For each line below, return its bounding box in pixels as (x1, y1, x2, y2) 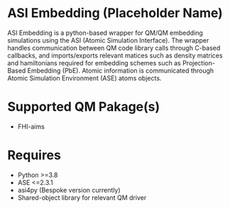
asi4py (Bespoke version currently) (17, 186, 121, 194)
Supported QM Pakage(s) (7, 99, 160, 115)
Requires (7, 147, 62, 164)
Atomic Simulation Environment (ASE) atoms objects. (7, 73, 162, 82)
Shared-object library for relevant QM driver (17, 193, 147, 202)
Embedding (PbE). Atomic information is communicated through (27, 66, 214, 75)
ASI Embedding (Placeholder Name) (7, 5, 224, 21)
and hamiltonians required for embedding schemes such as (7, 58, 181, 67)
